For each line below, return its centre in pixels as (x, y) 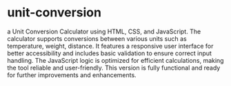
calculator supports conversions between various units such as (97, 38)
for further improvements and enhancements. (72, 75)
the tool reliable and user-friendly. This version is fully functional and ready (114, 68)
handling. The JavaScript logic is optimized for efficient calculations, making (115, 60)
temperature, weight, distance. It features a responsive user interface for (110, 46)
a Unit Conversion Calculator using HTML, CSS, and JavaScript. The (104, 31)
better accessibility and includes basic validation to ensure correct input (110, 53)
